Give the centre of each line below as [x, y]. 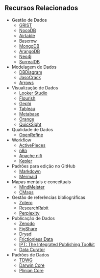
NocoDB [27, 30]
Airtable [27, 35]
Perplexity [29, 213]
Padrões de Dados [30, 254]
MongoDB [29, 46]
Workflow [21, 140]
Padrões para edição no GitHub [43, 166]
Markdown [30, 171]
